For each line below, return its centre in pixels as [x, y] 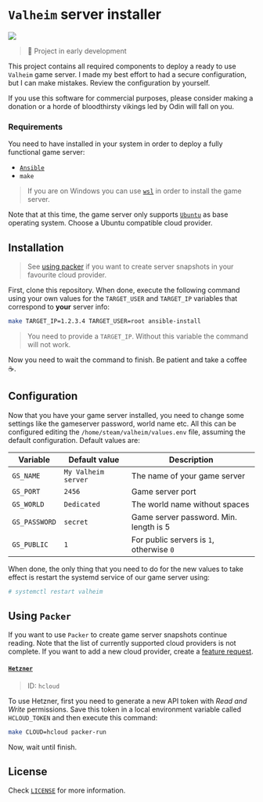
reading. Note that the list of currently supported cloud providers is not [122, 643]
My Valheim [84, 472]
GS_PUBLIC [30, 544]
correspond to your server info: [59, 307]
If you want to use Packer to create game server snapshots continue [118, 635]
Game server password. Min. [184, 517]
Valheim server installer [85, 15]
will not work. [49, 344]
